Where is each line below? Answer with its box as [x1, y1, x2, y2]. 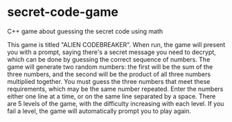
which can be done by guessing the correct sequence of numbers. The [7, 55, 211, 63]
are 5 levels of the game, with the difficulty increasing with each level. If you [7, 99, 224, 107]
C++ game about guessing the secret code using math [7, 27, 163, 35]
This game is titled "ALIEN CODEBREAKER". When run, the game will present [7, 40, 226, 49]
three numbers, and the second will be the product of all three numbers [7, 70, 211, 78]
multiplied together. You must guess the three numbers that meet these [7, 77, 211, 85]
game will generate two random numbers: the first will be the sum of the [7, 62, 213, 71]
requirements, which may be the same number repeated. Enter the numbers [7, 85, 224, 93]
